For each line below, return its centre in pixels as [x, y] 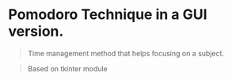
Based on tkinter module [68, 68]
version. [36, 31]
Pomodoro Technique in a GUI [108, 15]
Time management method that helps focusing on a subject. [126, 53]
